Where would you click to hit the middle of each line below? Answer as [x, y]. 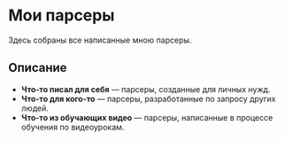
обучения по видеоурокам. [73, 127]
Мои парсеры [62, 16]
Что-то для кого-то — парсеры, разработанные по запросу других [148, 98]
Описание [38, 68]
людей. [35, 108]
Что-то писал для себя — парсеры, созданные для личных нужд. [146, 89]
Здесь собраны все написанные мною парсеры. [100, 40]
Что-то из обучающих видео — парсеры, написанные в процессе [147, 117]
